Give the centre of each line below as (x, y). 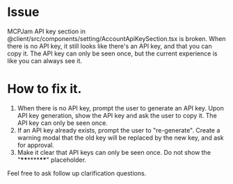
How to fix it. (45, 89)
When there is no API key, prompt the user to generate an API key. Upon (120, 108)
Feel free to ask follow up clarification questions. (77, 173)
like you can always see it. (45, 60)
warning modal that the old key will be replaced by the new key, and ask (120, 137)
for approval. (35, 145)
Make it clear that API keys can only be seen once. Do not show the (114, 152)
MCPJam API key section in (46, 31)
